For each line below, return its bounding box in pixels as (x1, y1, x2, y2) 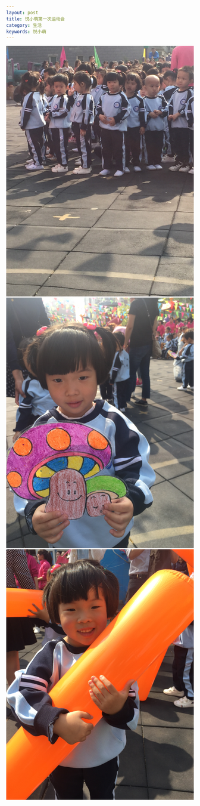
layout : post (6, 10, 39, 16)
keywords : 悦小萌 (6, 29, 46, 35)
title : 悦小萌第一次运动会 (6, 16, 65, 22)
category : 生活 (6, 22, 42, 28)
